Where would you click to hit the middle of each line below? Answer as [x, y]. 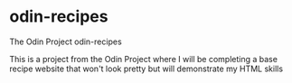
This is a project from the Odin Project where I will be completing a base [144, 59]
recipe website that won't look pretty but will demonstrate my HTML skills [146, 69]
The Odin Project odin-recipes [66, 41]
